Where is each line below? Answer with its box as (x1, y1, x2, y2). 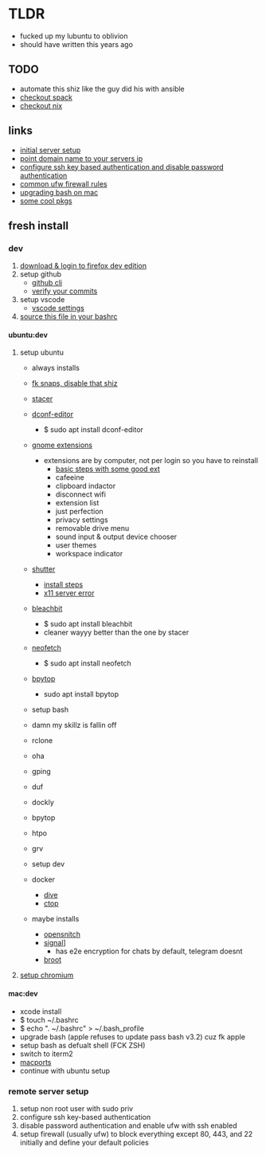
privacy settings (55, 515, 109, 524)
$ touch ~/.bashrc (19, 1015, 80, 1024)
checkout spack (19, 92, 73, 102)
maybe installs (31, 914, 80, 924)
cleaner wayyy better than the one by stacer (43, 627, 190, 638)
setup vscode (19, 295, 65, 304)
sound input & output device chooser (55, 532, 178, 542)
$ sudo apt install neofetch (43, 658, 131, 668)
